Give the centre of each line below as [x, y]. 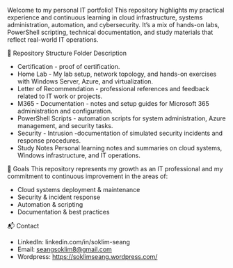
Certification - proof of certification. [69, 66]
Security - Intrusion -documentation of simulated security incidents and [120, 133]
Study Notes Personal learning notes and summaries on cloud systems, [120, 148]
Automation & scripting [50, 204]
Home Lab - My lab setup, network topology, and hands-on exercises [117, 74]
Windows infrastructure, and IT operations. [79, 155]
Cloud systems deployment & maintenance [79, 190]
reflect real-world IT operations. [53, 40]
